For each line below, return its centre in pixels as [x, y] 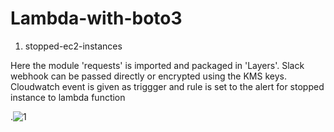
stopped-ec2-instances [73, 46]
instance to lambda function [68, 97]
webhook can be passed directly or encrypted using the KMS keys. [148, 76]
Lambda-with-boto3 [96, 18]
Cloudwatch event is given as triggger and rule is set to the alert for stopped [167, 86]
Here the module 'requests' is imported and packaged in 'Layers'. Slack [157, 65]
